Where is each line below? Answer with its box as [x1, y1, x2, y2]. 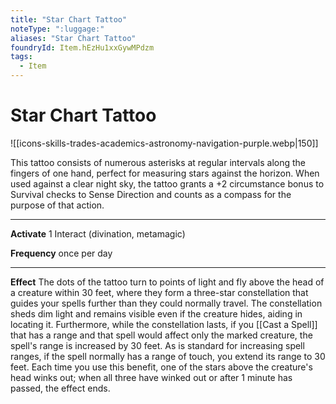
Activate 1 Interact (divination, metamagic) [10, 227, 186, 240]
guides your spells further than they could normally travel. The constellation [10, 297, 323, 309]
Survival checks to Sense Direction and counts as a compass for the [10, 188, 292, 200]
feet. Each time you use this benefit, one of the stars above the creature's [10, 361, 313, 373]
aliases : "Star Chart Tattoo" [10, 33, 137, 43]
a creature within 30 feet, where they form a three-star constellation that [10, 286, 309, 298]
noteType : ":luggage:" [10, 24, 105, 34]
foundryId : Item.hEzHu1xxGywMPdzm [10, 42, 155, 53]
